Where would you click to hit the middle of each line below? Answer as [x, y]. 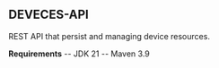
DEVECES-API [48, 15]
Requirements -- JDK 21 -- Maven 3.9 [79, 54]
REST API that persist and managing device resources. [109, 36]
